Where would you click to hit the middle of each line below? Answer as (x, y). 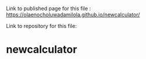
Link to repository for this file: (41, 26)
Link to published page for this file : (48, 8)
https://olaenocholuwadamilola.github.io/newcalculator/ (73, 15)
